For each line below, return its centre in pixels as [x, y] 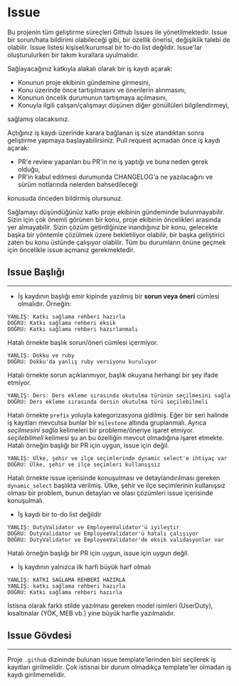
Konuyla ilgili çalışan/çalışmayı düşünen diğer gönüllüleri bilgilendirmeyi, [123, 105]
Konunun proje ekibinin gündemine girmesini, [84, 82]
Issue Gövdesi [39, 636]
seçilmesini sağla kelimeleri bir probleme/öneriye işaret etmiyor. [101, 430]
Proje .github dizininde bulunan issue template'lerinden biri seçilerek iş [112, 659]
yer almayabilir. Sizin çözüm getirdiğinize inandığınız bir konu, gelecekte [113, 227]
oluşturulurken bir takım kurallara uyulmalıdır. [73, 55]
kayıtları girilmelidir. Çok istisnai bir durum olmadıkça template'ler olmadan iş [119, 667]
